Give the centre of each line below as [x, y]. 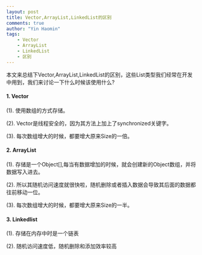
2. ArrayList [21, 150]
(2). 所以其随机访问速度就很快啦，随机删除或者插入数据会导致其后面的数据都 [101, 185]
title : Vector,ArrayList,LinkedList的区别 [59, 17]
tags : [13, 34]
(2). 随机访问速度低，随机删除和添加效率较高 [62, 246]
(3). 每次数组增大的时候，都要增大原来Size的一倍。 [69, 136]
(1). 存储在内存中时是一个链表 [43, 233]
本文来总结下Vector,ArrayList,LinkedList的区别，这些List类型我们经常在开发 [99, 74]
